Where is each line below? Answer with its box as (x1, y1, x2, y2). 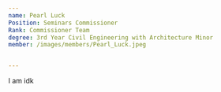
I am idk (8, 76, 34, 86)
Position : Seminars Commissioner (8, 19, 118, 27)
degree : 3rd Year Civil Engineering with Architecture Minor (8, 33, 214, 42)
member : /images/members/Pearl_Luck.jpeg (8, 41, 147, 49)
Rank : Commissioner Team (8, 26, 90, 34)
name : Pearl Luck (8, 11, 66, 20)
